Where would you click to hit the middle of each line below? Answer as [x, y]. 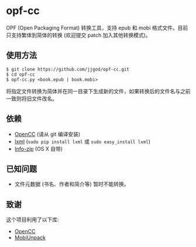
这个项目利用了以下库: [33, 220]
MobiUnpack [30, 238]
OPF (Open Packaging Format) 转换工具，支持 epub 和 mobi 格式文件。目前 [97, 28]
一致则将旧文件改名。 [32, 99]
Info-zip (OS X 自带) [39, 148]
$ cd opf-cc [20, 75]
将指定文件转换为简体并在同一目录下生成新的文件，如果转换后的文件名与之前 [98, 91]
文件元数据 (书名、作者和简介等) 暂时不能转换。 [72, 184]
